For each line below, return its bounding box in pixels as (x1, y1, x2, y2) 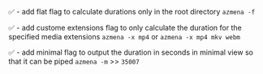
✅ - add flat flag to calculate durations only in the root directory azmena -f (8, 7, 256, 16)
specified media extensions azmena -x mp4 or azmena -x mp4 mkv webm (8, 32, 241, 41)
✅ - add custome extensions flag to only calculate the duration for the (8, 23, 242, 32)
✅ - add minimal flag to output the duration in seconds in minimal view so (8, 47, 254, 57)
